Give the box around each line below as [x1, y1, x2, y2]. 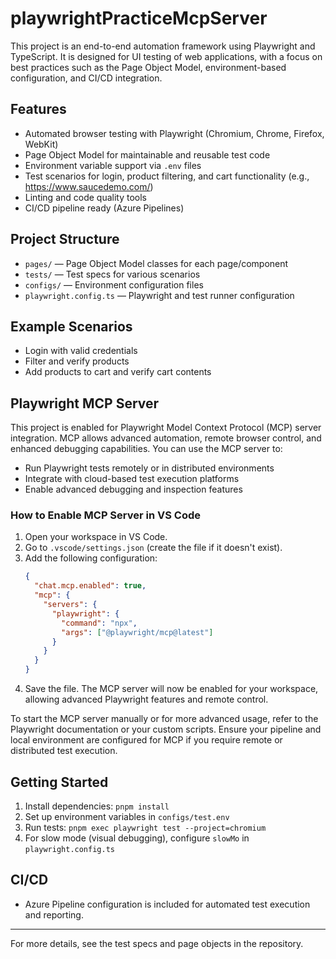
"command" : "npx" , [61, 618, 138, 628]
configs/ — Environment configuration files [24, 278, 204, 291]
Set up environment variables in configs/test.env [24, 810, 230, 822]
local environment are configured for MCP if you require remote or [10, 734, 283, 746]
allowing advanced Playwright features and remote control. [24, 693, 269, 706]
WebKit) [24, 138, 59, 150]
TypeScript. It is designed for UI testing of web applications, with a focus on [10, 50, 323, 62]
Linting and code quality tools [24, 191, 148, 203]
